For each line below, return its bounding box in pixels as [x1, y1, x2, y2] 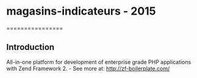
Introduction [6, 42, 55, 52]
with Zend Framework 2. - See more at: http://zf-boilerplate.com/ [6, 65, 170, 72]
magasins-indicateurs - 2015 [6, 4, 157, 18]
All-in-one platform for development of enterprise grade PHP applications [6, 58, 192, 65]
